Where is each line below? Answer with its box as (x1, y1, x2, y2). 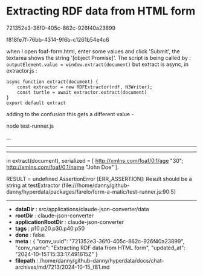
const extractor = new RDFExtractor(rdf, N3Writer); (17, 84, 153, 90)
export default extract (6, 100, 66, 106)
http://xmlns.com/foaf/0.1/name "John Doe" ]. (6, 163, 119, 171)
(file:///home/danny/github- (61, 182, 130, 189)
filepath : (14, 257, 39, 264)
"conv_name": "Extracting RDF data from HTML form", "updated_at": (14, 244, 185, 251)
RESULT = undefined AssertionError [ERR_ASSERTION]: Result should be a (6, 175, 192, 182)
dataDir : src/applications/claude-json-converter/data (14, 205, 149, 212)
